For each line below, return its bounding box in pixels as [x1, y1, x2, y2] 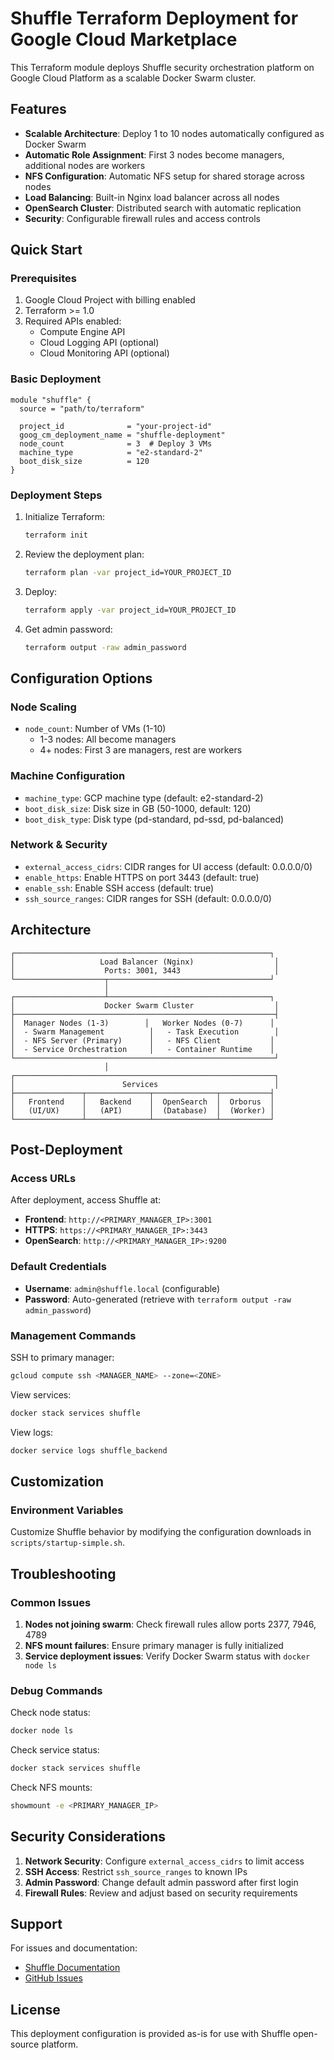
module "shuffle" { [10, 395, 92, 405]
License [10, 2001, 61, 2018]
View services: [10, 1388, 72, 1401]
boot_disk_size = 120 [19, 456, 150, 466]
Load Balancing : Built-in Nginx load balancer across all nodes [24, 191, 280, 203]
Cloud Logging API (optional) [39, 337, 160, 349]
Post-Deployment [10, 1142, 123, 1159]
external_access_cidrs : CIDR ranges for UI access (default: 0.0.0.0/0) [24, 860, 313, 872]
